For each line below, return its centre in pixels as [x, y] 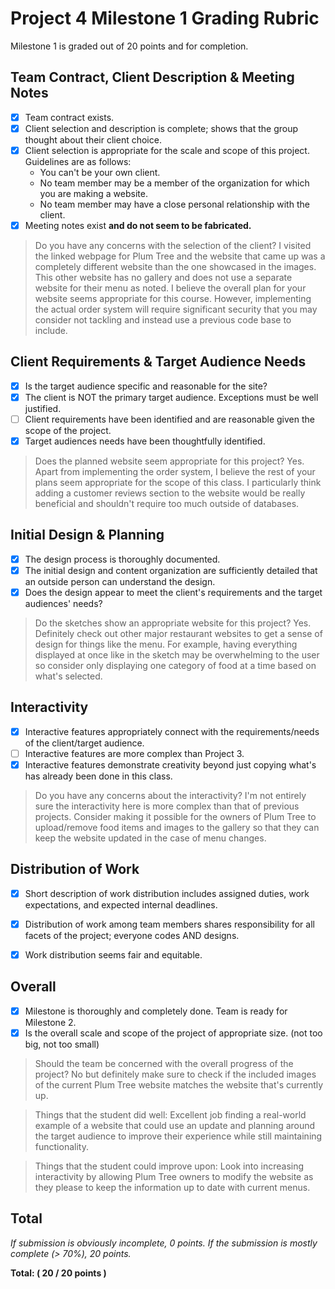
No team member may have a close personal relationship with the [174, 204]
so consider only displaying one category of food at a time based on [175, 666]
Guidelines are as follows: [78, 161]
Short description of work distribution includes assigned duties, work [167, 893]
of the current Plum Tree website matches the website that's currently [179, 1085]
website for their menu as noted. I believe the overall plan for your [170, 288]
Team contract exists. [69, 117]
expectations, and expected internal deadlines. [121, 904]
